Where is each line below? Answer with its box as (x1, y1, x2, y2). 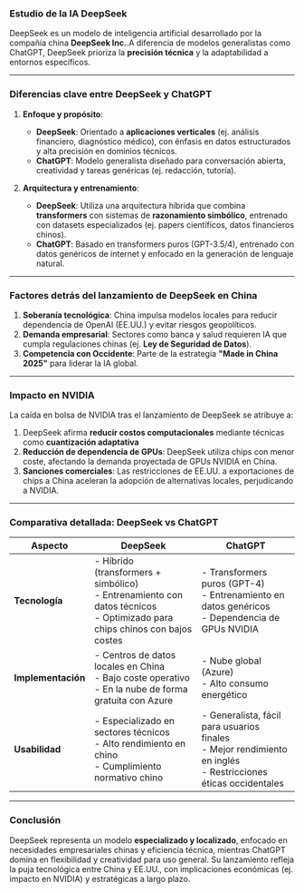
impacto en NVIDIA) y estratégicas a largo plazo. (9, 873, 191, 884)
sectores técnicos (93, 726, 170, 739)
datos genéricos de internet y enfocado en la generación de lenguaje (35, 248, 294, 259)
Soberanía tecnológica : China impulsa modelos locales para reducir (22, 309, 278, 320)
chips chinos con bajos (93, 623, 193, 635)
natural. (35, 258, 65, 269)
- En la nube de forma (93, 683, 188, 696)
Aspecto (31, 539, 69, 552)
